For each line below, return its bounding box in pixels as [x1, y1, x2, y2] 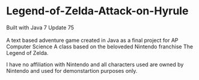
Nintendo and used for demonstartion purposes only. [6, 67, 138, 74]
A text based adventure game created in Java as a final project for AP [6, 36, 179, 44]
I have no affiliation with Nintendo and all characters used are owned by [6, 61, 184, 68]
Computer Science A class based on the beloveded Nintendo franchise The [6, 43, 194, 50]
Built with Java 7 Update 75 [6, 24, 74, 31]
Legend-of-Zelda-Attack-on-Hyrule [6, 4, 189, 18]
